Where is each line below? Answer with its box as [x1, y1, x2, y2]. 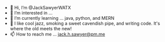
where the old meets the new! [10, 26, 72, 32]
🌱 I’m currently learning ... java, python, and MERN [10, 15, 115, 21]
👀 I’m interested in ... [10, 10, 53, 16]
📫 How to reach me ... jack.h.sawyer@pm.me [10, 31, 106, 37]
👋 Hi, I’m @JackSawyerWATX [10, 5, 71, 10]
